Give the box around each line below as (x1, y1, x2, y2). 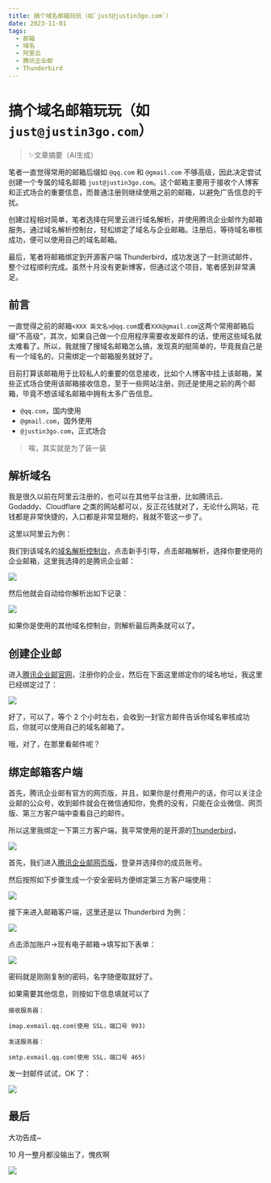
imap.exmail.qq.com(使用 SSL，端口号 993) (8, 1022, 146, 1030)
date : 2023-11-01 (8, 19, 67, 27)
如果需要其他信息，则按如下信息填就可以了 (8, 989, 150, 998)
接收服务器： (8, 1006, 45, 1014)
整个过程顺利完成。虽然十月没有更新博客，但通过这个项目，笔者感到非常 (8, 261, 248, 271)
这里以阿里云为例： (8, 529, 73, 539)
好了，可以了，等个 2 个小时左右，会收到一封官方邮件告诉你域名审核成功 (8, 712, 250, 722)
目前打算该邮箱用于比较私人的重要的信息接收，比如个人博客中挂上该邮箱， (8, 368, 256, 378)
